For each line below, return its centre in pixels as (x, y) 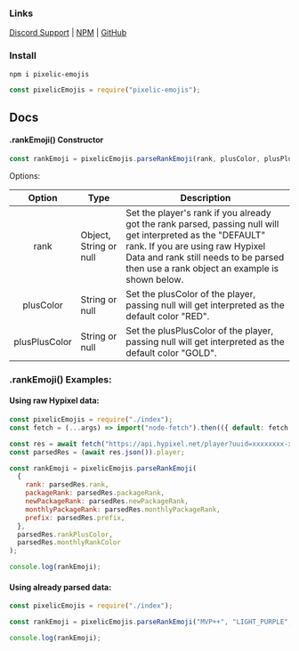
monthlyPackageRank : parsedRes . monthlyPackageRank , (123, 510)
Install (23, 56)
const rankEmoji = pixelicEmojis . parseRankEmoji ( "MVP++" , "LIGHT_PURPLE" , (151, 622)
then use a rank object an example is (202, 268)
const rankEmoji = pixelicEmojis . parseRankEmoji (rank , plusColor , (135, 159)
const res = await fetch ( (57, 444)
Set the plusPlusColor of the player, (200, 330)
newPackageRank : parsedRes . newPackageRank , (107, 502)
